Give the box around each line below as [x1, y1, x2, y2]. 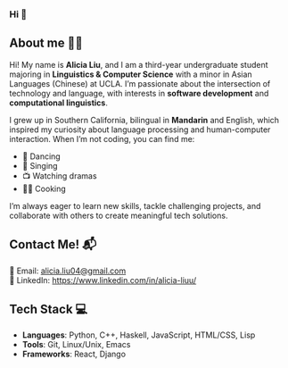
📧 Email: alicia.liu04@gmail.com [9, 265, 127, 276]
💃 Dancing [21, 151, 61, 162]
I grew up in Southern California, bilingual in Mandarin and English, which [9, 114, 279, 125]
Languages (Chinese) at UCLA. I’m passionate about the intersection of [9, 78, 271, 88]
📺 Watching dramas [21, 170, 97, 181]
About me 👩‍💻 [9, 36, 83, 51]
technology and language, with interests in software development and [9, 88, 269, 98]
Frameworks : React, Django [21, 348, 127, 360]
